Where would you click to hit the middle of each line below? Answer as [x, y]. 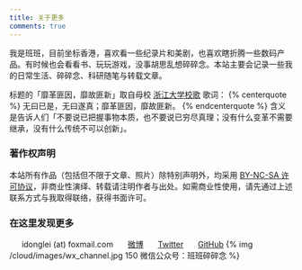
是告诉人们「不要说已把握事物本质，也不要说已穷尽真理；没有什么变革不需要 [151, 117]
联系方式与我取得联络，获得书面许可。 [80, 197]
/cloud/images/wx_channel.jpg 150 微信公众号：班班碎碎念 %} [125, 256]
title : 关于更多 [37, 18]
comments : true [38, 26]
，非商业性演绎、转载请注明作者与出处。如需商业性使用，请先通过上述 [163, 186]
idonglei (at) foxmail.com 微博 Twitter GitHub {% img [137, 245]
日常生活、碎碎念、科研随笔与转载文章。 [92, 75]
